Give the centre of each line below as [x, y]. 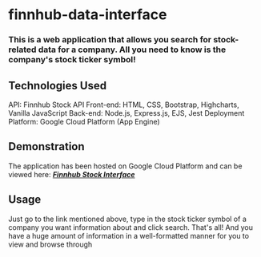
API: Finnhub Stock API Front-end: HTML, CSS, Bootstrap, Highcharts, [124, 105]
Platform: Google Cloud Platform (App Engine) [84, 121]
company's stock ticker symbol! [72, 60]
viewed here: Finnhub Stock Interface [72, 174]
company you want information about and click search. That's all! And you [131, 227]
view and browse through [50, 244]
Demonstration [47, 146]
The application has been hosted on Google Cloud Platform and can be [125, 166]
